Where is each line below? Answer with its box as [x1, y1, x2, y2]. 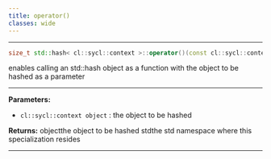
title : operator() [8, 11, 70, 20]
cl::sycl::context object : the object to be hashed [19, 110, 192, 120]
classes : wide [8, 19, 56, 27]
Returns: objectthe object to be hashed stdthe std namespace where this [8, 126, 252, 136]
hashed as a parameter [8, 71, 85, 81]
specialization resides [8, 134, 81, 145]
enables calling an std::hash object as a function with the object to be [8, 63, 240, 73]
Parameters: [8, 95, 51, 104]
